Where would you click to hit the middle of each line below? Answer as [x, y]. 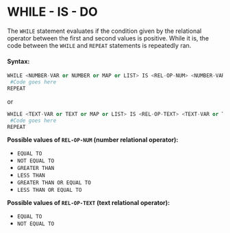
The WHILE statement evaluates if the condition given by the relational [104, 31]
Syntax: [18, 61]
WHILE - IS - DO [52, 12]
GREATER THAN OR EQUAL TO [54, 183]
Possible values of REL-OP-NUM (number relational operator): [93, 140]
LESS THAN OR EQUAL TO [49, 190]
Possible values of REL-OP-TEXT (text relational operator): [89, 203]
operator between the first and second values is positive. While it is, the [108, 38]
